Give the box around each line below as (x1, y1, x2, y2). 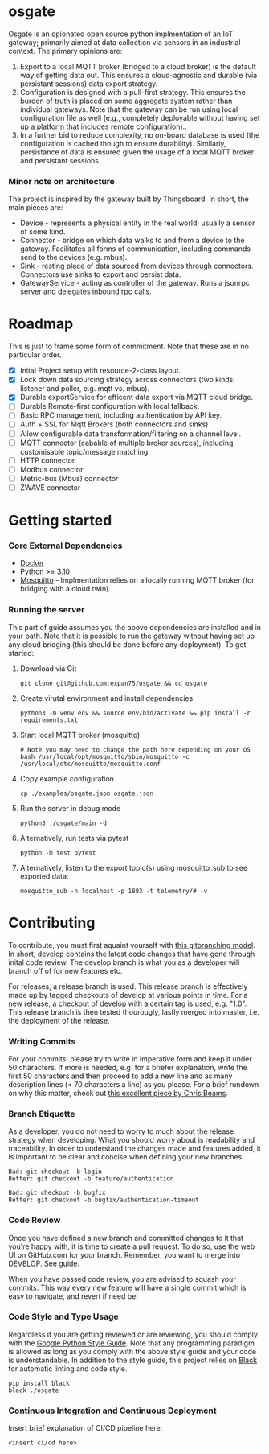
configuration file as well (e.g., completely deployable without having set (19, 113, 260, 122)
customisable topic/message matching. (19, 447, 150, 456)
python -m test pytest (19, 848, 96, 857)
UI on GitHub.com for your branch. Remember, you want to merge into (8, 1250, 241, 1259)
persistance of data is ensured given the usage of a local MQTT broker (19, 147, 255, 157)
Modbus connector (19, 464, 84, 474)
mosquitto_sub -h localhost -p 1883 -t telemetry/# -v (19, 887, 208, 895)
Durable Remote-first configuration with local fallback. (19, 402, 200, 411)
